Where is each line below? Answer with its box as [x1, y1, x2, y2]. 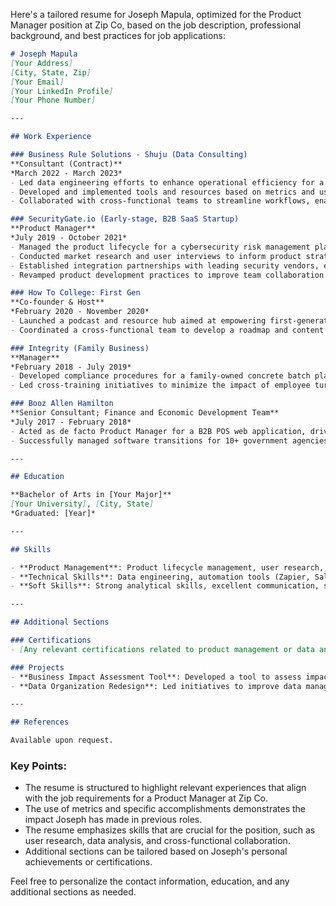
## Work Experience [10, 132, 92, 142]
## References [10, 717, 70, 728]
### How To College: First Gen [10, 288, 141, 298]
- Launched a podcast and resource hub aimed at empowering [10, 316, 267, 326]
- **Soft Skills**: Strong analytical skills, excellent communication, [10, 581, 320, 591]
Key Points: [10, 759, 67, 773]
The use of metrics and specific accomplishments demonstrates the [24, 803, 307, 815]
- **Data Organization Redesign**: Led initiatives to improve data [10, 681, 302, 691]
